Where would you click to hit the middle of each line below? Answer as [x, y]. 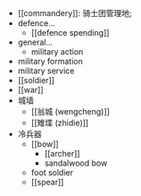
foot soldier [52, 172]
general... [35, 42]
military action [57, 51]
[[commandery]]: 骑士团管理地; [75, 13]
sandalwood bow [76, 163]
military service [46, 71]
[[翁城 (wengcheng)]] [70, 111]
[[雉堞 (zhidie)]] [60, 123]
